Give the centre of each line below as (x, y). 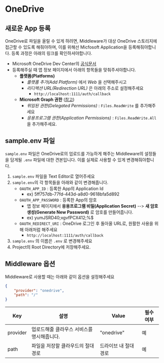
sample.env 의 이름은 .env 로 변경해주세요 (52, 241)
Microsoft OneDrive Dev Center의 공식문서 (54, 64)
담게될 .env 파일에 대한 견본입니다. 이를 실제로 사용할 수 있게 (68, 160)
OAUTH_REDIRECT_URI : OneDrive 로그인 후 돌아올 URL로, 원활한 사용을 (86, 223)
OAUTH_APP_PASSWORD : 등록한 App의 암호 (58, 200)
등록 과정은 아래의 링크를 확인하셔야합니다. (52, 53)
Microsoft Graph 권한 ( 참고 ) (47, 99)
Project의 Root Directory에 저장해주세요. (51, 247)
